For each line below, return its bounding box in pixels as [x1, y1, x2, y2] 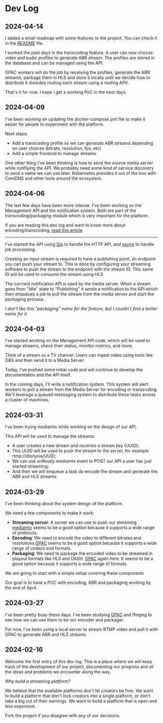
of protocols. [12, 530, 38, 536]
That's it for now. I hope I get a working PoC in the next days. [5, 89, 127, 95]
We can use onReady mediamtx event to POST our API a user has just [12, 458, 152, 464]
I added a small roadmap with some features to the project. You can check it [5, 35, 158, 41]
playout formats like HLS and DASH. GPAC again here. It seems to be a [12, 556, 153, 562]
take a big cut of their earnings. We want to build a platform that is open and [5, 698, 157, 704]
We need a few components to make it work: [5, 510, 95, 516]
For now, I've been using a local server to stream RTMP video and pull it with [5, 626, 158, 632]
